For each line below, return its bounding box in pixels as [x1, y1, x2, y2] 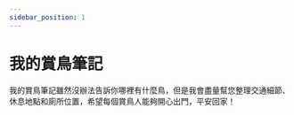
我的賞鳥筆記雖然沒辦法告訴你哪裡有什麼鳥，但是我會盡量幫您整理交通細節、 [9, 85, 290, 96]
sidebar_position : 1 [9, 12, 86, 22]
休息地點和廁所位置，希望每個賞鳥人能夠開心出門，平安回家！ [9, 96, 236, 106]
